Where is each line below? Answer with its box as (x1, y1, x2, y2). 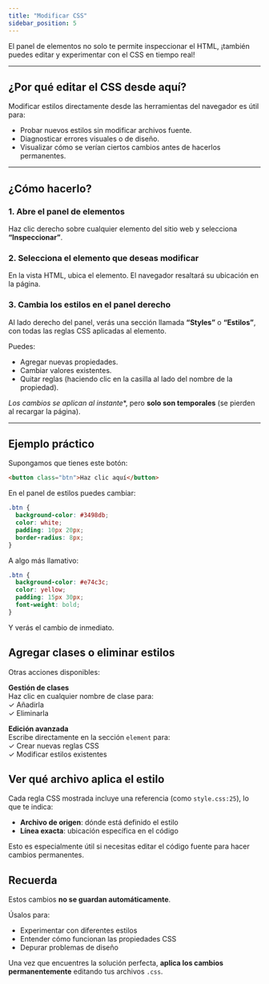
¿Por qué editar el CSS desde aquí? (8, 80, 187, 94)
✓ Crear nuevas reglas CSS (8, 741, 99, 750)
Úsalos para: (8, 910, 50, 920)
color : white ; (15, 519, 62, 527)
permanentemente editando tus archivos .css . (8, 966, 163, 977)
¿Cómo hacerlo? (8, 182, 92, 195)
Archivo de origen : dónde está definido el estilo (19, 817, 179, 827)
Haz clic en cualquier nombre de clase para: (8, 691, 154, 701)
